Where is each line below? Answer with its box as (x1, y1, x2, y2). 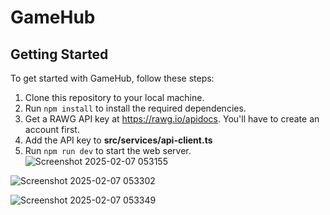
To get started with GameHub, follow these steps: (10, 72, 215, 84)
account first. (24, 124, 80, 135)
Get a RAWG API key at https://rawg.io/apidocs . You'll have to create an (24, 113, 320, 125)
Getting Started (10, 46, 109, 63)
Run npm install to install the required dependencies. (24, 102, 247, 114)
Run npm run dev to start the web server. (24, 145, 192, 156)
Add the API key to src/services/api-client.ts (24, 134, 213, 146)
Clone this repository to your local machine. (24, 92, 205, 103)
